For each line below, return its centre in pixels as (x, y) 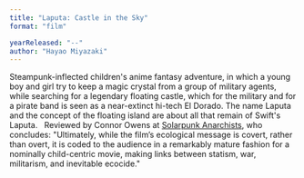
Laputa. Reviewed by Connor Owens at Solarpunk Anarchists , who (136, 125)
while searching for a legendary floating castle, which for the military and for (153, 96)
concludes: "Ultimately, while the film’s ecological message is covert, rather (151, 135)
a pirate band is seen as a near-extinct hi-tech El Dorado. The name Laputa (150, 106)
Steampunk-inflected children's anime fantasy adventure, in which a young (150, 77)
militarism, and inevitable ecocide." (75, 163)
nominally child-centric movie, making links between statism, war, (133, 154)
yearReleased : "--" (46, 43)
